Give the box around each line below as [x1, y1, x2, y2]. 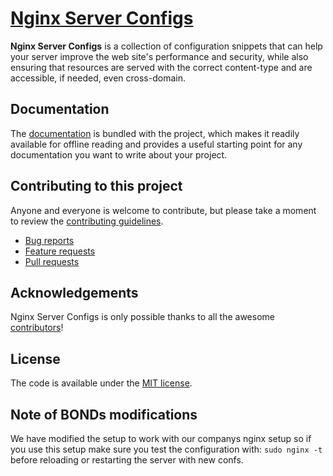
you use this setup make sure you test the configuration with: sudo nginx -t [10, 443, 323, 455]
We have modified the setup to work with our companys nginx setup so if [10, 433, 312, 444]
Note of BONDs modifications [10, 406, 198, 423]
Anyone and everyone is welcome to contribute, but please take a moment [10, 204, 317, 216]
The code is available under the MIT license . [10, 377, 193, 389]
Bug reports [24, 234, 75, 246]
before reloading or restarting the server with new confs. [10, 454, 244, 466]
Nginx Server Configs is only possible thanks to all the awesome [10, 311, 275, 323]
